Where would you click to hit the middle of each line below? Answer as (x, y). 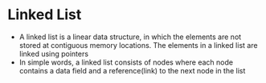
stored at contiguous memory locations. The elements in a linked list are (138, 45)
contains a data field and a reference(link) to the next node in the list (132, 70)
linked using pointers (54, 53)
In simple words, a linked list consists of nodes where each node (126, 62)
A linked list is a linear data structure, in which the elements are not (130, 37)
